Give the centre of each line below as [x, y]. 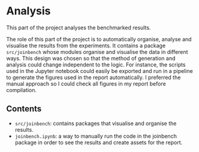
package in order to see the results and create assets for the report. [99, 142]
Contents [24, 109]
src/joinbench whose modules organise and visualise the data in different [97, 51]
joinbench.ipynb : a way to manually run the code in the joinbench [96, 136]
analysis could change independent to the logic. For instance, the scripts [96, 65]
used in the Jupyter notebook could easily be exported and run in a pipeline [99, 71]
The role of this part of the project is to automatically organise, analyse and [99, 39]
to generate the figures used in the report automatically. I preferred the [94, 77]
